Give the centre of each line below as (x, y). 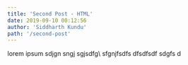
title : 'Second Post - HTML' (50, 14)
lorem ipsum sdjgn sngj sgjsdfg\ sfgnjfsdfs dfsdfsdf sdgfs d (94, 54)
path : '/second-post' (39, 34)
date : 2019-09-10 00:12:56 (47, 20)
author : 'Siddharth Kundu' (47, 27)
